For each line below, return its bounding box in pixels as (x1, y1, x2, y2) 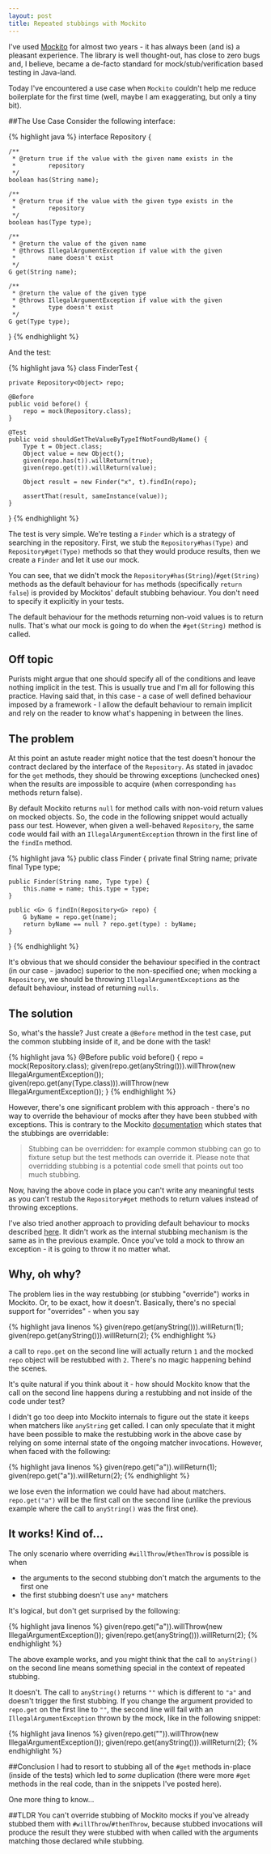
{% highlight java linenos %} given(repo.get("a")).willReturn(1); (8, 1462, 218, 1472)
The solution (8, 1006, 74, 1020)
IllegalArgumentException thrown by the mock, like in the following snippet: (8, 1713, 261, 1723)
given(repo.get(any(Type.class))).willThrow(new (8, 1078, 170, 1087)
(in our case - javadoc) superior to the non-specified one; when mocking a (8, 966, 257, 976)
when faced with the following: (8, 1446, 112, 1456)
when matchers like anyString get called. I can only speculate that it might (8, 1420, 256, 1430)
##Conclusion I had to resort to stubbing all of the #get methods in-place (8, 1762, 252, 1771)
